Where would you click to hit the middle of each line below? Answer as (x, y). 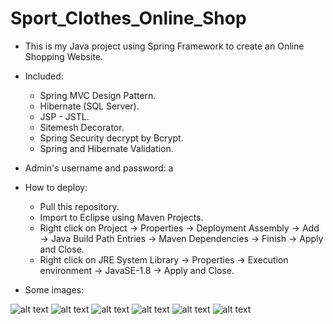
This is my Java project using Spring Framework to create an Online (164, 46)
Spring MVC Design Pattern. (98, 95)
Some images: (54, 289)
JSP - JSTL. (64, 116)
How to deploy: (56, 187)
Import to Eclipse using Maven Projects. (121, 217)
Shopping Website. (64, 56)
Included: (44, 76)
